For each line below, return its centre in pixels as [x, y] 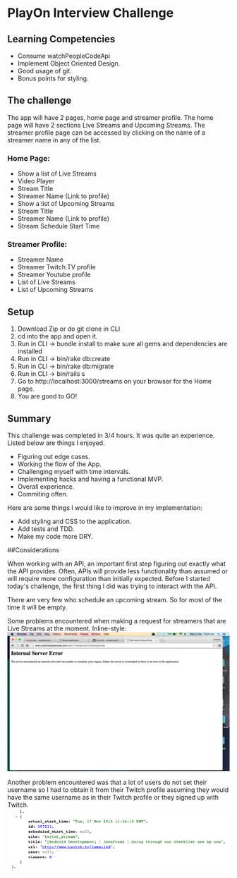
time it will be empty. [37, 607]
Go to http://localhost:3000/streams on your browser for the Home [114, 382]
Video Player [36, 181]
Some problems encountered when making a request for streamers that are [117, 621]
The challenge [39, 100]
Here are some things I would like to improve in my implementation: [105, 508]
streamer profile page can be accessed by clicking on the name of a [107, 133]
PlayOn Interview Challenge [91, 13]
